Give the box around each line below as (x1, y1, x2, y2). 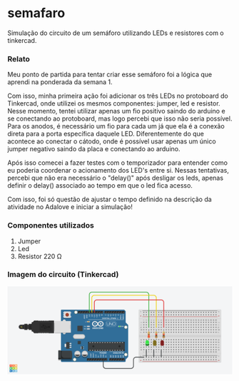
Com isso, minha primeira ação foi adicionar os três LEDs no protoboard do (7, 91, 228, 101)
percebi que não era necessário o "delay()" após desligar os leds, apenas (7, 173, 223, 183)
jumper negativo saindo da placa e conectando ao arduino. (7, 145, 180, 153)
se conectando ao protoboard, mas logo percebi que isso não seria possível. (7, 114, 233, 123)
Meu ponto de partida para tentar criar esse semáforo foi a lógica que (7, 70, 213, 79)
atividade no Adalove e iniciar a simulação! (7, 203, 133, 211)
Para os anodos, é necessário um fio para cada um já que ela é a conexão (7, 122, 225, 131)
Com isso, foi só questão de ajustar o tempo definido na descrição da (7, 195, 212, 204)
